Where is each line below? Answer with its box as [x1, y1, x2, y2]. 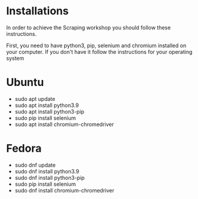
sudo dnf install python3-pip [14, 174, 85, 181]
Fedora [6, 142, 42, 155]
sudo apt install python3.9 [14, 102, 79, 109]
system [6, 54, 24, 62]
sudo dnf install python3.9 [14, 167, 79, 174]
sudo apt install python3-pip [14, 108, 85, 115]
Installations [6, 4, 69, 18]
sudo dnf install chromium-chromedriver [14, 186, 115, 194]
